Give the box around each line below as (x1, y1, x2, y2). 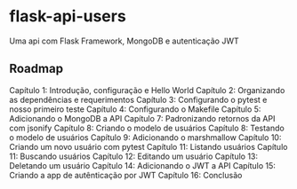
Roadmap (9, 61, 64, 76)
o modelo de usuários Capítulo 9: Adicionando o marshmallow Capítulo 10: (9, 131, 282, 143)
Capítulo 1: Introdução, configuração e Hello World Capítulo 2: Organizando (9, 84, 285, 95)
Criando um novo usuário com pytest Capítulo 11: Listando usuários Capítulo (9, 141, 288, 152)
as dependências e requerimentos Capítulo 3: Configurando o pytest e (9, 94, 268, 105)
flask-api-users (9, 6, 126, 27)
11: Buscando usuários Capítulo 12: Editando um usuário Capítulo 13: (9, 151, 259, 161)
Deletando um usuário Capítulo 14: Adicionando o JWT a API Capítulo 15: (9, 160, 276, 170)
